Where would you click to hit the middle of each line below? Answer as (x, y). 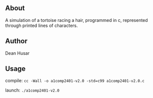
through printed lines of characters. (42, 25)
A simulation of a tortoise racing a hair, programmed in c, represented (76, 20)
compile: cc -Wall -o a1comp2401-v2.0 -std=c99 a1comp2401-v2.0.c (75, 81)
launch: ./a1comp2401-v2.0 (32, 90)
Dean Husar (17, 53)
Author (16, 41)
